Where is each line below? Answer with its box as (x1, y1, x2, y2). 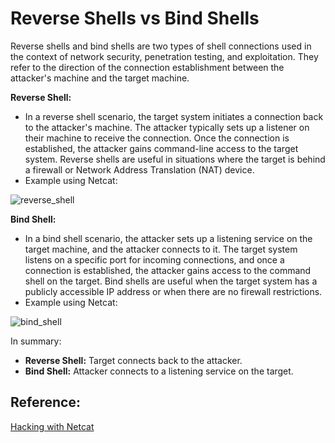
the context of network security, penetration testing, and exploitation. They (10, 50, 319, 62)
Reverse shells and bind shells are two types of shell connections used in (10, 40, 312, 52)
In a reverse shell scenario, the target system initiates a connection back (24, 110, 324, 122)
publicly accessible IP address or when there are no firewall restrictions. (24, 285, 323, 297)
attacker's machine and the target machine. (10, 72, 190, 84)
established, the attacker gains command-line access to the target (24, 142, 299, 154)
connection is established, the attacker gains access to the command (24, 264, 312, 276)
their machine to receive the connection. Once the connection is (24, 132, 290, 144)
